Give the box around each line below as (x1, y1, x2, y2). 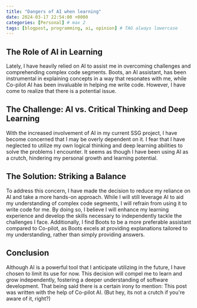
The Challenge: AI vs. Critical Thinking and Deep (6, 104, 188, 115)
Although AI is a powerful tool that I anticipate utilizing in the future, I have (6, 263, 186, 271)
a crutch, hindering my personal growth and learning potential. (6, 154, 158, 161)
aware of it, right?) (6, 295, 51, 302)
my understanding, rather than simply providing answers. (6, 231, 145, 238)
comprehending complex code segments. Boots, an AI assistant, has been (6, 69, 187, 76)
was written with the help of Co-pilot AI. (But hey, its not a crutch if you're (6, 289, 185, 296)
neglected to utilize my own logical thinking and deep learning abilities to (6, 142, 183, 149)
